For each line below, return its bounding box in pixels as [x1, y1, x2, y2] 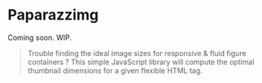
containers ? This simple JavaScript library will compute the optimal [27, 57, 255, 67]
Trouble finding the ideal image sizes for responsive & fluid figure [27, 48, 247, 58]
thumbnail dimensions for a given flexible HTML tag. [27, 65, 203, 75]
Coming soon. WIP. [7, 33, 72, 42]
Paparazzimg [7, 6, 99, 24]
